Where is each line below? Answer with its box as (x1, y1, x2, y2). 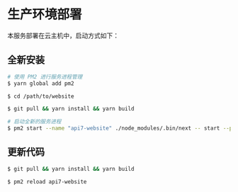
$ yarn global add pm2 (7, 79, 74, 87)
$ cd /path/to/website (7, 93, 74, 100)
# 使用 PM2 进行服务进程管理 (7, 73, 83, 80)
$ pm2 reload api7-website (7, 178, 87, 185)
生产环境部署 (7, 6, 83, 23)
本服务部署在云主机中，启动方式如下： (7, 31, 119, 40)
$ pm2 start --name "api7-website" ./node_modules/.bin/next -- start (7, 125, 220, 132)
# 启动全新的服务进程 (7, 118, 62, 125)
